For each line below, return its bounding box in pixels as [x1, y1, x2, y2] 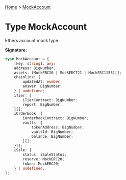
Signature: [5, 47, 27, 53]
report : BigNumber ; [23, 102, 63, 107]
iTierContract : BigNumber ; [23, 98, 78, 103]
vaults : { [23, 120, 43, 126]
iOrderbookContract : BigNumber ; [23, 116, 89, 121]
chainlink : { [14, 75, 41, 80]
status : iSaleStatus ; [23, 152, 67, 157]
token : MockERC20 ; [23, 161, 60, 166]
